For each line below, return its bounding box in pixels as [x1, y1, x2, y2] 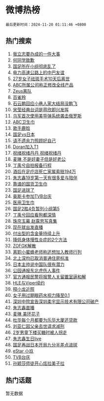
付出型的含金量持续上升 [12, 230, 60, 236]
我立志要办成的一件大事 [12, 50, 60, 57]
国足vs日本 [12, 131, 35, 137]
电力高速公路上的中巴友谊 [12, 69, 65, 75]
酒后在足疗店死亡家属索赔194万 [12, 168, 77, 174]
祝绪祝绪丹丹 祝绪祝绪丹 [12, 150, 62, 156]
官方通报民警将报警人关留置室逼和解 [12, 273, 86, 280]
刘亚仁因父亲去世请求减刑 [12, 323, 65, 329]
